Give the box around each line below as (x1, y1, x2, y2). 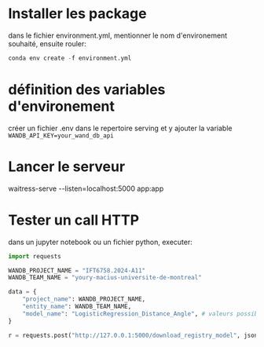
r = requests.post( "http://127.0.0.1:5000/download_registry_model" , (8, 331, 241, 339)
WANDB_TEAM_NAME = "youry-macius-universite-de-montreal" (8, 274, 202, 282)
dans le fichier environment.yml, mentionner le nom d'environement (8, 31, 228, 40)
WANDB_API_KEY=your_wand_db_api (8, 131, 114, 140)
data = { (8, 288, 37, 296)
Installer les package (8, 5, 147, 23)
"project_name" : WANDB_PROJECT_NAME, (22, 295, 146, 303)
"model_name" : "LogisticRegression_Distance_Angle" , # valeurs (22, 309, 234, 318)
